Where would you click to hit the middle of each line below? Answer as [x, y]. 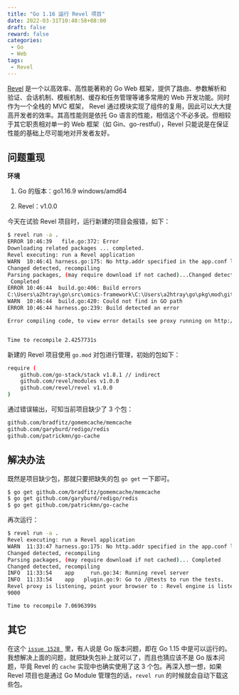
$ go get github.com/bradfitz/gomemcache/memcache [84, 492]
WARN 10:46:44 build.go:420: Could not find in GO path [95, 301]
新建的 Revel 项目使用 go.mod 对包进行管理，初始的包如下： [94, 355]
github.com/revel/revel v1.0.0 [67, 388]
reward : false [28, 34]
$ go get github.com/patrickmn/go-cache [68, 505]
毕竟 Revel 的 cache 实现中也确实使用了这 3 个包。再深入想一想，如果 [121, 666]
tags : [15, 61]
